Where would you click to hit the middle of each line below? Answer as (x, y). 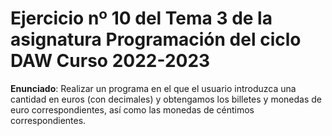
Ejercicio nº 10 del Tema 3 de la (141, 18)
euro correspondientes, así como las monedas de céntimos (132, 109)
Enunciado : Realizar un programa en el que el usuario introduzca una (153, 88)
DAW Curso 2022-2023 (110, 61)
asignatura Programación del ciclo (156, 39)
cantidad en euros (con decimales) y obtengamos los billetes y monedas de (166, 99)
